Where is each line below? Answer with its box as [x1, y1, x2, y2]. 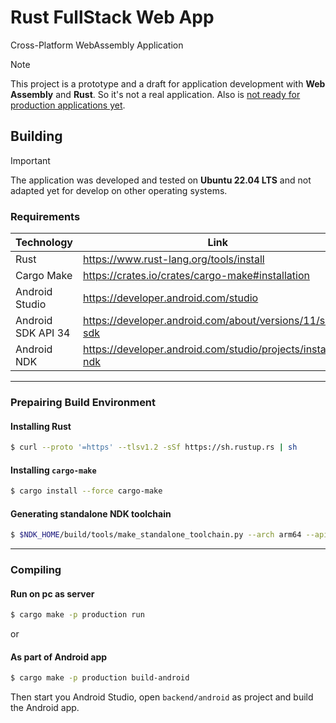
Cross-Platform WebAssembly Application [10, 39, 184, 51]
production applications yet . [10, 99, 126, 111]
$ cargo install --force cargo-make [10, 486, 163, 496]
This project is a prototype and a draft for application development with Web [10, 77, 326, 90]
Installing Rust [10, 420, 72, 432]
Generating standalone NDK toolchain [10, 507, 172, 520]
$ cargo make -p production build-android [10, 673, 190, 683]
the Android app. [10, 702, 80, 714]
